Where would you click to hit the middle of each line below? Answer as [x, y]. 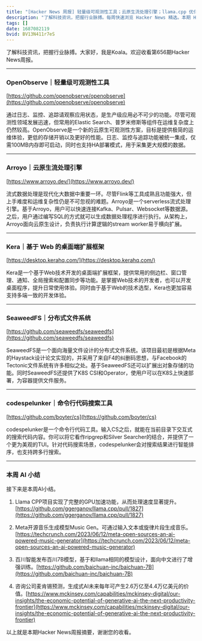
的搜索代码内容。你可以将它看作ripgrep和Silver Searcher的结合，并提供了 [97, 437]
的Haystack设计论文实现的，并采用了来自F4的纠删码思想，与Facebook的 [96, 358]
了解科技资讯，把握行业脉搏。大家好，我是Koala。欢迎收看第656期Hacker [98, 52]
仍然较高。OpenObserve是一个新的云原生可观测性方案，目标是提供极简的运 [100, 130]
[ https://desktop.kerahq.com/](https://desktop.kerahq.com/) [81, 261]
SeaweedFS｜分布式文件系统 [49, 318]
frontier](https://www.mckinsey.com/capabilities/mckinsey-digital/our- [103, 607]
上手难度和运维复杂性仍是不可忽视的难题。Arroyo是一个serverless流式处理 [99, 201]
